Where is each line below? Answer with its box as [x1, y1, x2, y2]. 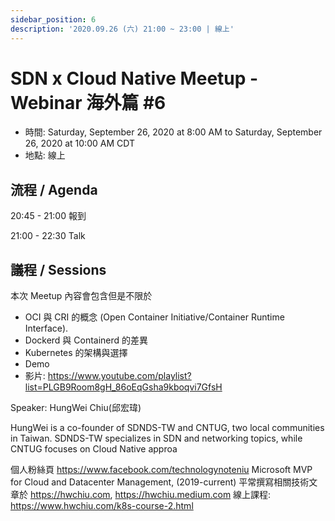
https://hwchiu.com [29, 489, 111, 501]
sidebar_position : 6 [10, 14, 97, 25]
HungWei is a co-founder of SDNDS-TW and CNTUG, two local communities [10, 422, 325, 434]
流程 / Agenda [10, 181, 98, 198]
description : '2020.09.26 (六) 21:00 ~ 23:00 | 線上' [10, 24, 235, 34]
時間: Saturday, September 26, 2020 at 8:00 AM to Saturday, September [24, 126, 323, 138]
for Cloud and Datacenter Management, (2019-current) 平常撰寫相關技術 [10, 476, 310, 488]
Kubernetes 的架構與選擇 [24, 347, 128, 359]
